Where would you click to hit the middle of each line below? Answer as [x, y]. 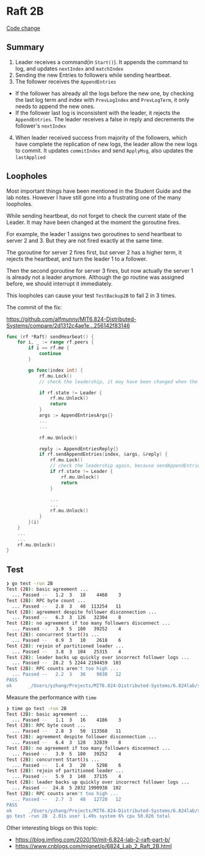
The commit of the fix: [34, 307]
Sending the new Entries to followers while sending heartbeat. [93, 75]
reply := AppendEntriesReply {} [79, 449]
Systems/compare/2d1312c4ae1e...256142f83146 [68, 325]
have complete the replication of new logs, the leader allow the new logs [106, 144]
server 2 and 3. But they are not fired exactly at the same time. [85, 240]
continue [50, 354]
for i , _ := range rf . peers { [56, 342]
